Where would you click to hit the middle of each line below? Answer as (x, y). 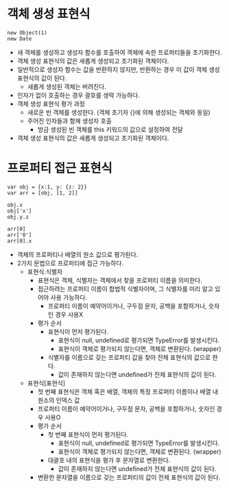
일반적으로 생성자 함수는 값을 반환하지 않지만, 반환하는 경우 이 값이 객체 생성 (119, 69)
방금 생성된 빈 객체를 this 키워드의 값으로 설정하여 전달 (110, 129)
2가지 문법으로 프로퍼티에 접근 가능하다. (70, 263)
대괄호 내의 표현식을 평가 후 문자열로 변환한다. (109, 460)
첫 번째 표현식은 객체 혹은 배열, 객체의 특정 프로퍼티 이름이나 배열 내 (128, 391)
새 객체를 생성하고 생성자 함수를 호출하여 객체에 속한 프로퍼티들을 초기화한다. (120, 52)
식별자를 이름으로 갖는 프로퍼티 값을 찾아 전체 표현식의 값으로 (129, 357)
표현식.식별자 (45, 271)
